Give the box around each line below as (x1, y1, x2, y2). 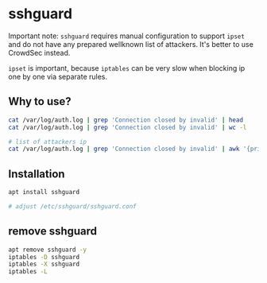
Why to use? (8, 95, 72, 108)
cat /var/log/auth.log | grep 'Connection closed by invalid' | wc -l (8, 123, 247, 131)
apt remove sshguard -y (8, 246, 87, 254)
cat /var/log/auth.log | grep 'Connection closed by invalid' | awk (8, 145, 240, 153)
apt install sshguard (8, 188, 80, 196)
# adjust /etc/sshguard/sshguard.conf (8, 202, 137, 211)
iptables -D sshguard (8, 253, 80, 261)
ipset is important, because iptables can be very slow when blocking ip (8, 63, 246, 72)
